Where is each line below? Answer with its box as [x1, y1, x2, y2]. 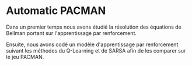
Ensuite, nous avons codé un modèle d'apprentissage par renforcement [6, 41, 179, 48]
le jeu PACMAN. [6, 53, 44, 60]
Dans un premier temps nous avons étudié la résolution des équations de [6, 23, 182, 30]
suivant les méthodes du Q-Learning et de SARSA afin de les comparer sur [6, 47, 186, 54]
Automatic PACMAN [6, 4, 106, 18]
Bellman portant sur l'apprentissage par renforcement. [6, 29, 137, 36]
